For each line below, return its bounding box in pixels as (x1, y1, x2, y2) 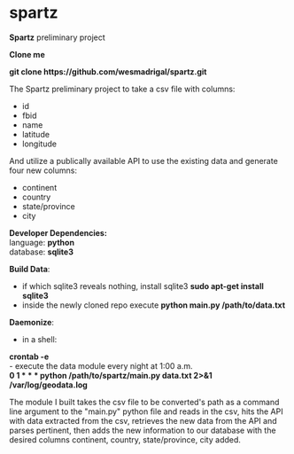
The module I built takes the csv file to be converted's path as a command (9, 396, 280, 407)
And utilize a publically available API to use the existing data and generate (9, 155, 279, 166)
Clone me (9, 49, 46, 59)
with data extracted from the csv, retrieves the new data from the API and (9, 415, 277, 426)
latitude (21, 129, 50, 139)
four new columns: (9, 165, 78, 176)
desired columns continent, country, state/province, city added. (9, 434, 242, 445)
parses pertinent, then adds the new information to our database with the (9, 425, 276, 435)
